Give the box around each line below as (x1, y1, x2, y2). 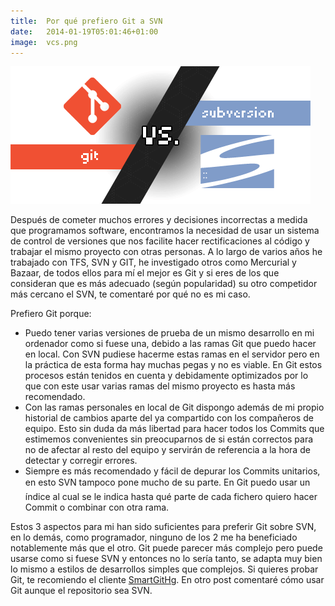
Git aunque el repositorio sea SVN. (10, 585, 153, 597)
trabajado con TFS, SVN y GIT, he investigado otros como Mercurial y (10, 256, 297, 269)
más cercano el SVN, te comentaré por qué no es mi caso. (10, 288, 251, 300)
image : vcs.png (10, 37, 78, 47)
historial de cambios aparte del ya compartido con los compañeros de (24, 412, 314, 424)
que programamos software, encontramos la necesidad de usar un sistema (10, 225, 320, 237)
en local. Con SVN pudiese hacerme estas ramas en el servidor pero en (24, 348, 320, 360)
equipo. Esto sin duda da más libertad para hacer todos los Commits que (24, 423, 325, 435)
